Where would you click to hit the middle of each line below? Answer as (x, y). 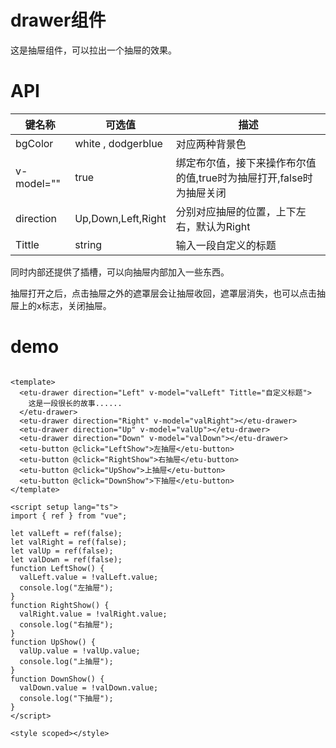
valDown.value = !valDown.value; (89, 687)
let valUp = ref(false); (62, 551)
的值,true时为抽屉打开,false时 (244, 178)
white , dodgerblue (118, 143)
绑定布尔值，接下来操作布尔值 (246, 163)
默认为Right (223, 226)
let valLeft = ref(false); (66, 533)
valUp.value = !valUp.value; (80, 651)
